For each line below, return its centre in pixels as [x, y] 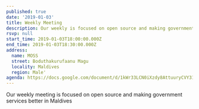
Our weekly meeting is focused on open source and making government [94, 95]
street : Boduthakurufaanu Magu [50, 61]
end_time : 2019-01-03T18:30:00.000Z [51, 45]
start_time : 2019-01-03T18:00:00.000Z [54, 39]
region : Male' [29, 72]
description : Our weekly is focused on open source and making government [100, 28]
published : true [26, 12]
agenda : [16, 78]
